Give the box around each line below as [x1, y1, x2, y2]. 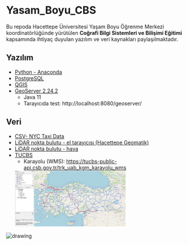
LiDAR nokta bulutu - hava [14, 145, 78, 152]
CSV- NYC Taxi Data [14, 132, 65, 139]
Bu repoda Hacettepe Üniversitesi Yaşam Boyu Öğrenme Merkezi [6, 23, 164, 30]
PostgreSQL [14, 74, 44, 81]
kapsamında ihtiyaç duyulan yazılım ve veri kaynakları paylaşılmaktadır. [6, 35, 179, 43]
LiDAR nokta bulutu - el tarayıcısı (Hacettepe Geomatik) [14, 139, 149, 146]
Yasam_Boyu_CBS [6, 4, 96, 17]
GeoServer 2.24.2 [14, 87, 58, 94]
